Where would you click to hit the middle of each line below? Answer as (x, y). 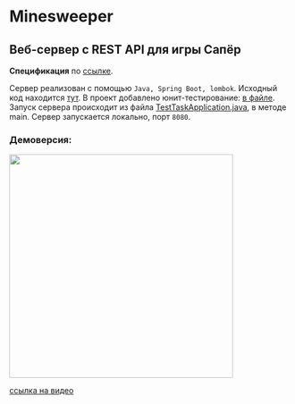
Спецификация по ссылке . (61, 71)
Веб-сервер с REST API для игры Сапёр (125, 50)
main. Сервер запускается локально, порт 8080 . (100, 117)
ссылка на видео (42, 391)
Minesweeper (61, 17)
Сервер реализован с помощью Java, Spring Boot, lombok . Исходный (143, 88)
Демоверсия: (41, 139)
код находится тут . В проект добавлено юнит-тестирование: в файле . (142, 97)
